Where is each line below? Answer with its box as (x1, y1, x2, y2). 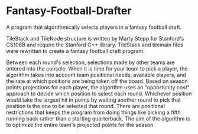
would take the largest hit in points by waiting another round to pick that (6, 96, 181, 103)
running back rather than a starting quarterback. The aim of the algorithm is (6, 115, 190, 122)
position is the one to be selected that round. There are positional (6, 102, 165, 109)
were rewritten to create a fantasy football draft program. (6, 47, 145, 54)
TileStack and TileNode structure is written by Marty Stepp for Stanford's (6, 35, 184, 42)
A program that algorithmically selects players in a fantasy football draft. (6, 24, 182, 31)
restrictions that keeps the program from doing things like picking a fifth (6, 109, 181, 116)
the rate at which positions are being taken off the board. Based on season (6, 78, 188, 85)
